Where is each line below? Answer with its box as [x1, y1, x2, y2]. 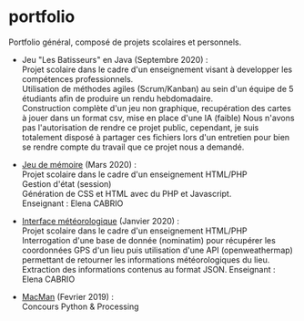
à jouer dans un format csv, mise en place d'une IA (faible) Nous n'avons [21, 112, 295, 123]
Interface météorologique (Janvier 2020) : [21, 215, 179, 226]
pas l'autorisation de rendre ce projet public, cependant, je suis [21, 121, 259, 133]
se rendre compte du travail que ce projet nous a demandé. [21, 141, 245, 152]
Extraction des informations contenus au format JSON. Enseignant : [21, 264, 276, 274]
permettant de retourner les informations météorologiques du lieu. [21, 254, 270, 265]
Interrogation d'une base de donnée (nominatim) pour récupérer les [21, 234, 277, 245]
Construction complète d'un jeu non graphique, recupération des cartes [21, 102, 292, 113]
